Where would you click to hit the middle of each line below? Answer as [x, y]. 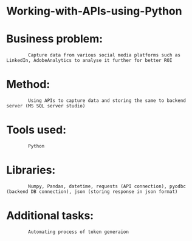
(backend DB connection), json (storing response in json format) [92, 192]
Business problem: [55, 39]
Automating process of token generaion [79, 232]
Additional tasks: [50, 216]
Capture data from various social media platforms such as [105, 55]
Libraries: [31, 170]
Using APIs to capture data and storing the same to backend [107, 101]
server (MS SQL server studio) [46, 106]
